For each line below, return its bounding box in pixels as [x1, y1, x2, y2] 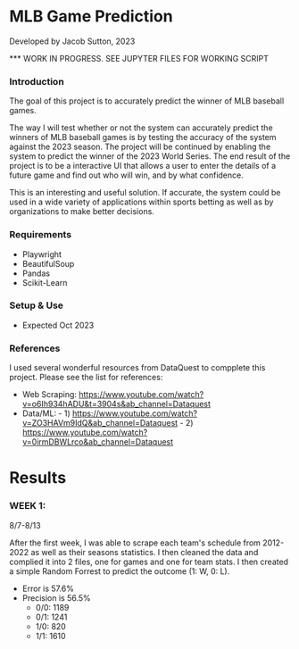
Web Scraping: [21, 389, 78, 400]
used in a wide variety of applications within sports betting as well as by [9, 196, 274, 207]
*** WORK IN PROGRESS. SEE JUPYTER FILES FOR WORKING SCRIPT [9, 53, 270, 63]
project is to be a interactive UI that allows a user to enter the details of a [9, 161, 277, 171]
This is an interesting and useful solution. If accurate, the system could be [9, 187, 281, 198]
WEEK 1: [9, 500, 46, 512]
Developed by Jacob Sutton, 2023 [9, 36, 136, 46]
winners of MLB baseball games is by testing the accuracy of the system [9, 132, 277, 143]
